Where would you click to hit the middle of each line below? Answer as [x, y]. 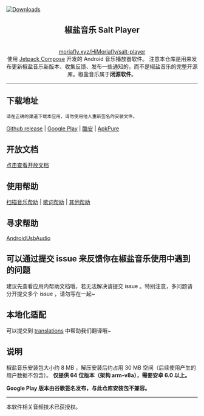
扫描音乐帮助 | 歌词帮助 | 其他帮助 [49, 202]
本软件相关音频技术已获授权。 [43, 407]
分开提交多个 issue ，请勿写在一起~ [51, 294]
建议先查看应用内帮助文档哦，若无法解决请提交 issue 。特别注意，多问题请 [100, 286]
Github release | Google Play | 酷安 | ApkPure [63, 129]
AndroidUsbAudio [29, 238]
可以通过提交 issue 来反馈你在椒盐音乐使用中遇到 [98, 259]
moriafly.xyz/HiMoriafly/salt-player [102, 51]
